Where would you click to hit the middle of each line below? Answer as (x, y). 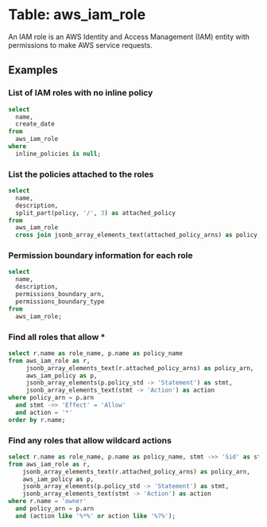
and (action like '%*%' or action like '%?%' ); (96, 516)
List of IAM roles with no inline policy (81, 93)
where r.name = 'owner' (48, 502)
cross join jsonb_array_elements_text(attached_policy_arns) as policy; (138, 235)
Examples (33, 70)
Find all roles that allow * (57, 337)
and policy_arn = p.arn (54, 509)
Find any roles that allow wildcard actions (90, 440)
